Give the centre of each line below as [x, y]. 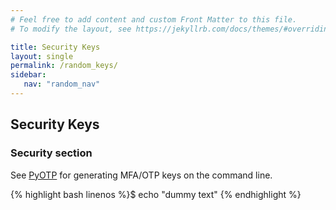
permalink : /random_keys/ [64, 66]
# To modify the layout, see [71, 29]
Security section [51, 153]
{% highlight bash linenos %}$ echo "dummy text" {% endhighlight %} [156, 194]
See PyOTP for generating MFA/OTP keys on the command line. [141, 175]
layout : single [42, 56]
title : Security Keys [55, 47]
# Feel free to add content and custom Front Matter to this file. [154, 19]
